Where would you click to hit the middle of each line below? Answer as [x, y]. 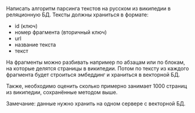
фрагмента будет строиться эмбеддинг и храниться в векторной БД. [93, 75]
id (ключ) [26, 26]
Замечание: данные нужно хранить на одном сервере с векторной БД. [96, 104]
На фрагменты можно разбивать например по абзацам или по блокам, [96, 62]
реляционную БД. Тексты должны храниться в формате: [77, 15]
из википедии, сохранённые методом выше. [62, 92]
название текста [35, 44]
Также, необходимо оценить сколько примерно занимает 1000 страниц [97, 86]
